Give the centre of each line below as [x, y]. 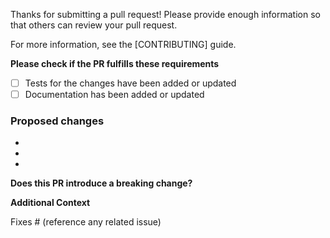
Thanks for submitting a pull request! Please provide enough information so [165, 14]
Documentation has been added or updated [114, 95]
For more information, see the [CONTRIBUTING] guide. [123, 44]
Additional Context [50, 203]
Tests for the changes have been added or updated [130, 83]
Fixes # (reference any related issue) [86, 222]
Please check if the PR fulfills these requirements [115, 63]
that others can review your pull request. [94, 25]
